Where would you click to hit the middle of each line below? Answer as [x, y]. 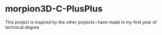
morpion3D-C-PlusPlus [54, 9]
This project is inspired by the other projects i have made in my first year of [81, 22]
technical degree [22, 27]
